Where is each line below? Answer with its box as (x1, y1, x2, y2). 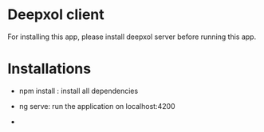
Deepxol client (7, 6, 104, 24)
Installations (7, 60, 92, 78)
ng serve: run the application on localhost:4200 (18, 101, 176, 111)
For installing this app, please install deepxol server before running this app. (7, 32, 257, 41)
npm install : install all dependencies (18, 86, 139, 95)
